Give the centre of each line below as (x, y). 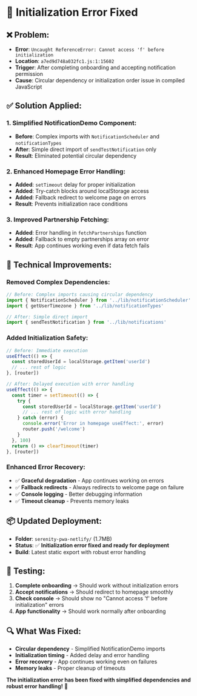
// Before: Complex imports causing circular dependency (80, 294)
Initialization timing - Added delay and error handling (82, 655)
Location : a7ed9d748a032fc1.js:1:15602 (65, 61)
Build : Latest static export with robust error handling (80, 552)
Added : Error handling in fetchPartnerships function (81, 233)
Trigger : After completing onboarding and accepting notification (95, 67)
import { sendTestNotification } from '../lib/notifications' (86, 323)
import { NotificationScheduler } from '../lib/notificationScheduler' (98, 300)
